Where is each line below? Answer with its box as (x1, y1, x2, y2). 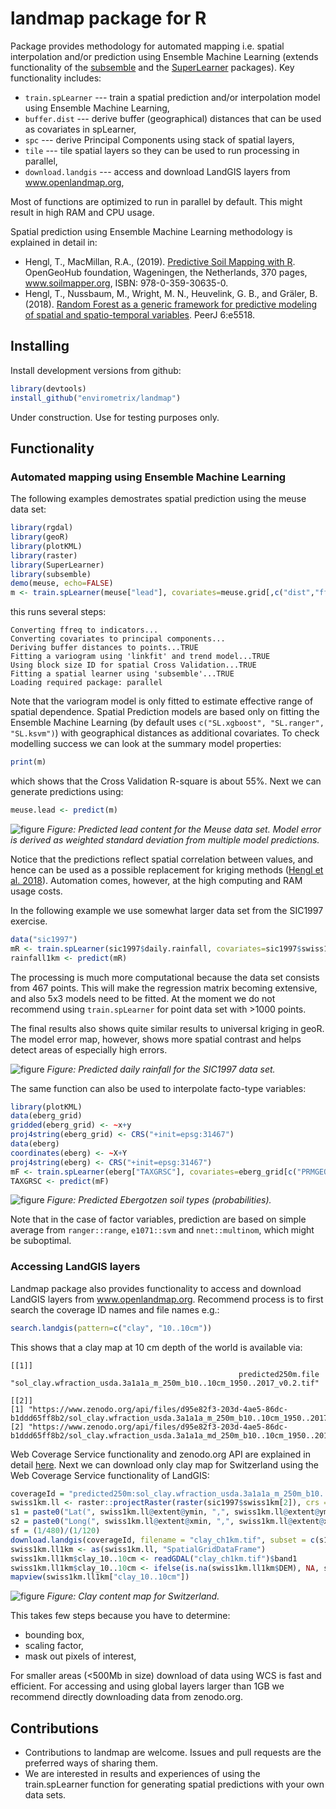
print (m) (10, 757, 47, 767)
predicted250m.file (238, 1369, 320, 1379)
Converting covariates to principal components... (10, 634, 226, 644)
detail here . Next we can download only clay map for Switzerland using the (10, 1458, 319, 1471)
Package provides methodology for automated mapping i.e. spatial (10, 40, 285, 52)
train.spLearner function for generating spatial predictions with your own (24, 1778, 325, 1791)
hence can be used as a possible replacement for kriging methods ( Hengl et (10, 863, 324, 876)
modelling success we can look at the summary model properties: (10, 738, 282, 750)
